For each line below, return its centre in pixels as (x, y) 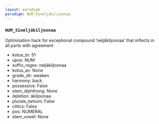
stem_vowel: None (30, 116)
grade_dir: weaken (31, 75)
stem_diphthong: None (35, 91)
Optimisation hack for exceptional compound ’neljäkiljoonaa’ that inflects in (80, 40)
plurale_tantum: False (33, 101)
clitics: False (24, 106)
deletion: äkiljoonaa (32, 96)
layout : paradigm (23, 9)
